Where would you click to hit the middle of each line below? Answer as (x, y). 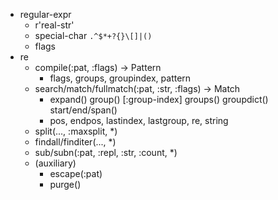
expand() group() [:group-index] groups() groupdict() (159, 99)
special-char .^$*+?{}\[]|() (93, 35)
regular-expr (45, 14)
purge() (65, 184)
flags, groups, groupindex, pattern (120, 78)
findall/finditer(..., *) (75, 142)
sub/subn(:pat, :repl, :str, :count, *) (106, 152)
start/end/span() (83, 110)
